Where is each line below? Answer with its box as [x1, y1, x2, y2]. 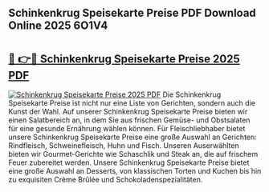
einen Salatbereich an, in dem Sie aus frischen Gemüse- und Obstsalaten [8, 115, 251, 125]
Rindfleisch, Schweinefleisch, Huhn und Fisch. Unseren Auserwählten [8, 141, 239, 150]
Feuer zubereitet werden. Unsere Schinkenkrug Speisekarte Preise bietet [8, 158, 250, 167]
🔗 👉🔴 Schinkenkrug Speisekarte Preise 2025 [8, 52, 240, 66]
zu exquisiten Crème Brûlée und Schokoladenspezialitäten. [8, 175, 203, 184]
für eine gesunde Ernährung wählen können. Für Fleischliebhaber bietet [8, 124, 246, 133]
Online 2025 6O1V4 [8, 19, 108, 33]
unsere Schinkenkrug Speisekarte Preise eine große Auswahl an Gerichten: [8, 132, 257, 142]
